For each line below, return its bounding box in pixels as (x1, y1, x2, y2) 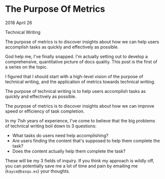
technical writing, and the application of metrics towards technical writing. (5, 79, 156, 85)
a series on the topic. (5, 64, 48, 70)
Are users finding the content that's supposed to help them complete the (12, 138, 160, 144)
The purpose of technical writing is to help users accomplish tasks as (5, 88, 146, 94)
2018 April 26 (5, 20, 33, 26)
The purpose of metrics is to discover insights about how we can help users (5, 38, 159, 45)
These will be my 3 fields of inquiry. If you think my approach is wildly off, (5, 157, 154, 163)
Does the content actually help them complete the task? (12, 148, 126, 154)
